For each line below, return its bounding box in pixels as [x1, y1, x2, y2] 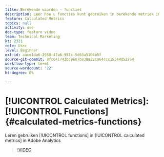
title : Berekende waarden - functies [5, 7, 82, 12]
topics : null [5, 20, 32, 26]
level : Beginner [5, 48, 38, 52]
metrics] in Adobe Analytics [5, 137, 61, 143]
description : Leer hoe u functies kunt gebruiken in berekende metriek [5, 12, 154, 17]
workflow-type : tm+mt [5, 61, 49, 66]
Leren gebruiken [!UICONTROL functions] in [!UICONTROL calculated [5, 132, 145, 138]
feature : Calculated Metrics [5, 16, 64, 21]
